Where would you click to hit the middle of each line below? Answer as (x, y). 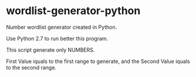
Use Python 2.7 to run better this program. (57, 38)
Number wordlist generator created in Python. (62, 27)
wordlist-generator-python (73, 11)
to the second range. (31, 67)
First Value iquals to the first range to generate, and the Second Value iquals (98, 61)
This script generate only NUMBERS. (50, 50)
